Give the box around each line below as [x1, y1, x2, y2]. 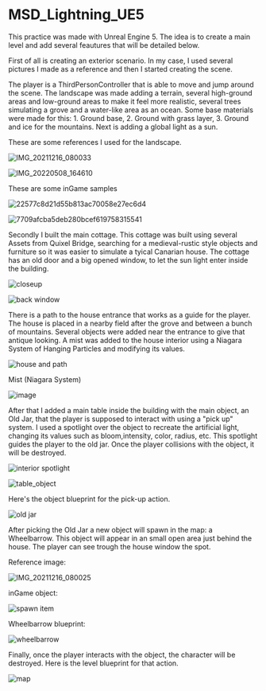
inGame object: [8, 588, 58, 598]
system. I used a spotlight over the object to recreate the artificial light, [8, 422, 240, 431]
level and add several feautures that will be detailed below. [8, 40, 200, 49]
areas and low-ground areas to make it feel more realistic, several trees [8, 96, 241, 106]
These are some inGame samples [8, 183, 118, 193]
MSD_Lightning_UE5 [8, 6, 145, 24]
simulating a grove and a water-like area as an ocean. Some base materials [8, 105, 254, 115]
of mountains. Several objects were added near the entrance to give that [8, 326, 245, 336]
